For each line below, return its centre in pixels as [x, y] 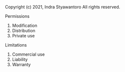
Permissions [17, 16]
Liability [20, 59]
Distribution [23, 30]
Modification [25, 25]
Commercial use [28, 54]
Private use [23, 36]
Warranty [21, 65]
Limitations [16, 45]
